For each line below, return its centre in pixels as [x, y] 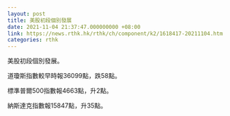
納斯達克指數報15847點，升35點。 [57, 105]
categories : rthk [33, 40]
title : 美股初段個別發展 [40, 20]
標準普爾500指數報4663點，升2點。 [60, 91]
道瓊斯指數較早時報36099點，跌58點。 [64, 76]
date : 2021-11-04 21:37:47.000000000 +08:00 [74, 27]
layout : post [27, 14]
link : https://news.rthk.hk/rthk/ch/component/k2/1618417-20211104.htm [115, 33]
